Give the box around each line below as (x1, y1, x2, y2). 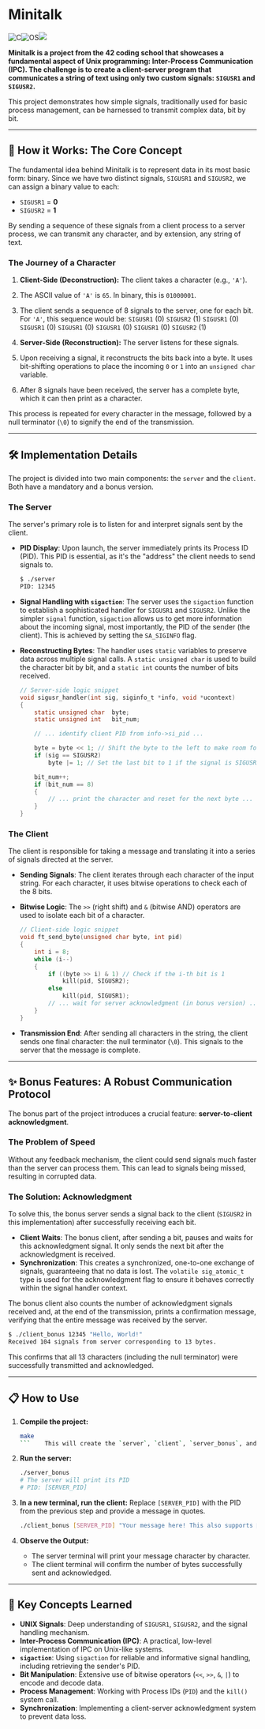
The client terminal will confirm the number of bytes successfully (31, 1559, 243, 1569)
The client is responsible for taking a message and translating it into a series (8, 847, 256, 856)
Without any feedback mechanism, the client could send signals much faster (8, 1155, 257, 1164)
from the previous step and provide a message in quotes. (19, 1506, 206, 1516)
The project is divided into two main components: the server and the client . (8, 473, 256, 483)
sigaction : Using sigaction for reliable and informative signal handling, (19, 1652, 251, 1662)
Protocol (8, 1088, 51, 1101)
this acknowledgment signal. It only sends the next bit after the (19, 1242, 225, 1251)
